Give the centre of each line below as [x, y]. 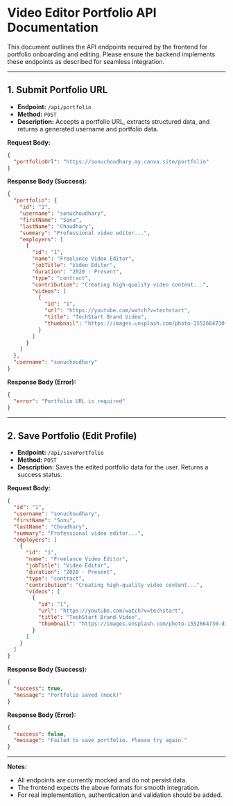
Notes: [17, 767]
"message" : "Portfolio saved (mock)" [68, 695]
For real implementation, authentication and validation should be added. [120, 795]
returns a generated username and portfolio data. [88, 129]
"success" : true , [38, 689]
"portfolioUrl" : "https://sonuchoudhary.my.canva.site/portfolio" [111, 161]
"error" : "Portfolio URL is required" [70, 401]
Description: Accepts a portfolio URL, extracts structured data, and [113, 121]
